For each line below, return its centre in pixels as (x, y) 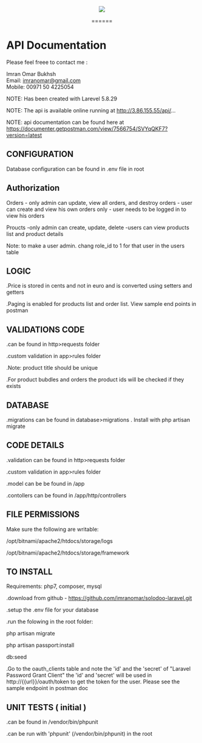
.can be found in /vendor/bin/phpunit (52, 722)
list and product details (35, 233)
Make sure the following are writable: (52, 529)
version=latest (24, 135)
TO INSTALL (29, 572)
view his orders (25, 215)
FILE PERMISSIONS (43, 515)
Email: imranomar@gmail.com (43, 80)
